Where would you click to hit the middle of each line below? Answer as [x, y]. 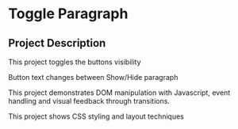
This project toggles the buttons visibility [75, 62]
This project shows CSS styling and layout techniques [96, 116]
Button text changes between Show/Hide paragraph [93, 77]
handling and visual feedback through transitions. [89, 101]
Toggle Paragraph [68, 14]
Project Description [57, 43]
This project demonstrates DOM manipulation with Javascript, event [119, 93]
